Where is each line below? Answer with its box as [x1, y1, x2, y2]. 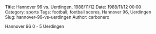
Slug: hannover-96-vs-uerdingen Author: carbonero [5, 14, 110, 20]
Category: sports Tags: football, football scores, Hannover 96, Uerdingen [5, 9, 152, 15]
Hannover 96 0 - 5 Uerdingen [5, 23, 64, 29]
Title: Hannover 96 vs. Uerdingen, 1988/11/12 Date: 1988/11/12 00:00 [5, 4, 141, 10]
